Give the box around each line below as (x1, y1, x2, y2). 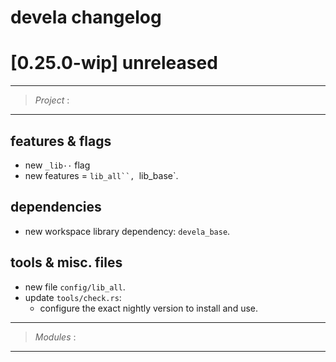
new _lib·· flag (24, 159, 91, 171)
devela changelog (10, 6, 162, 29)
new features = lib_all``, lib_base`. (24, 169, 179, 181)
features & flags (10, 132, 112, 150)
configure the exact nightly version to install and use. (39, 302, 259, 314)
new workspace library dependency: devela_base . (24, 225, 231, 237)
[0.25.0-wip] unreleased (10, 52, 218, 75)
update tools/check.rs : (24, 291, 122, 303)
